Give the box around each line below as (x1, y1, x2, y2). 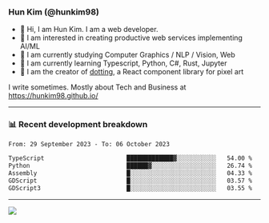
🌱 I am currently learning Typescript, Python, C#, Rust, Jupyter (19, 58, 227, 68)
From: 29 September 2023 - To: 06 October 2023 (8, 140, 171, 148)
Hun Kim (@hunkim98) (8, 6, 100, 18)
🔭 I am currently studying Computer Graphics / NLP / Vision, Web (19, 50, 235, 60)
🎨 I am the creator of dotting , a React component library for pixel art (19, 67, 244, 77)
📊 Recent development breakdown (8, 119, 148, 130)
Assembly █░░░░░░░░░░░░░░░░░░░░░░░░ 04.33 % (8, 169, 252, 177)
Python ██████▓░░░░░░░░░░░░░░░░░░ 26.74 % (8, 162, 252, 170)
